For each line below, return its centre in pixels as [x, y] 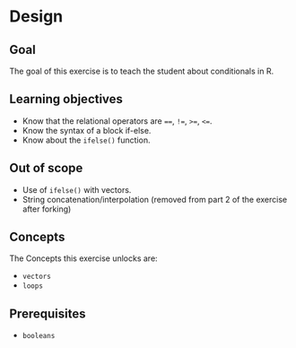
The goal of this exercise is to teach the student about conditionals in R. [142, 71]
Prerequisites [48, 313]
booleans [39, 336]
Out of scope [46, 168]
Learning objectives [66, 99]
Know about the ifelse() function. [86, 140]
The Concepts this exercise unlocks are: [84, 258]
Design [36, 17]
